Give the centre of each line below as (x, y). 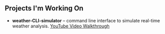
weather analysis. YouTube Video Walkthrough (61, 26)
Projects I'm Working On (44, 8)
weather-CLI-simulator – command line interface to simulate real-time (86, 20)
